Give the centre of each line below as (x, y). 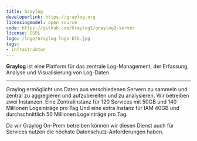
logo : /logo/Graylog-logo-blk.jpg (48, 39)
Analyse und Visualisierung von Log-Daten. (58, 72)
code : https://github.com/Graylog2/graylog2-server (70, 28)
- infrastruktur (26, 50)
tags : (13, 44)
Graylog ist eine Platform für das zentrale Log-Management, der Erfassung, (98, 66)
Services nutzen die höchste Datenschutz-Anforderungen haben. (85, 132)
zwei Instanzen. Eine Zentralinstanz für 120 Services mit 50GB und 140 (91, 102)
